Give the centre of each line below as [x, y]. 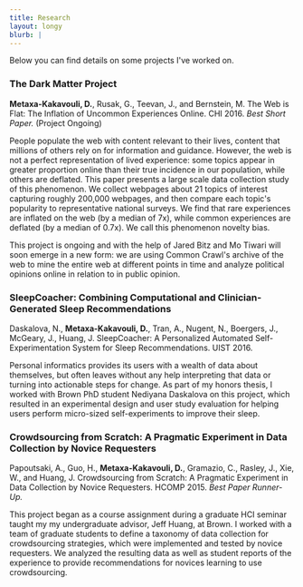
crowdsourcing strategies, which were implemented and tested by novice [146, 543]
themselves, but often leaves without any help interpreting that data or [140, 375]
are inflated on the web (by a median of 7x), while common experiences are [150, 218]
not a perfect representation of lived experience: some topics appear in [142, 160]
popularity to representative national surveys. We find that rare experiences [150, 208]
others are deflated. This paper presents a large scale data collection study [149, 179]
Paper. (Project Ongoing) [56, 122]
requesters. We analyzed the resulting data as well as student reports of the [151, 553]
